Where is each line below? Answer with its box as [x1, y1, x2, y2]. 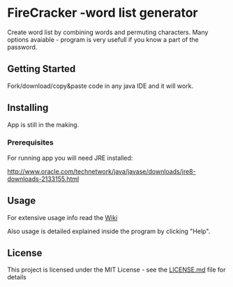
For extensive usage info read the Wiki [7, 213, 118, 221]
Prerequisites [7, 138, 54, 147]
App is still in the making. [7, 120, 80, 128]
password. [7, 43, 38, 51]
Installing [7, 102, 49, 114]
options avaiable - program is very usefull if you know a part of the [7, 35, 199, 43]
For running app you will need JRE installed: [7, 154, 133, 162]
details [7, 273, 27, 281]
